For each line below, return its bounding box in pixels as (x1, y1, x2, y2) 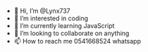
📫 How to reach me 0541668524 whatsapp (13, 37, 141, 45)
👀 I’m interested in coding (13, 14, 89, 22)
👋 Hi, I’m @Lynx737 (13, 7, 70, 15)
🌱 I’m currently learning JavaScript (13, 22, 115, 30)
